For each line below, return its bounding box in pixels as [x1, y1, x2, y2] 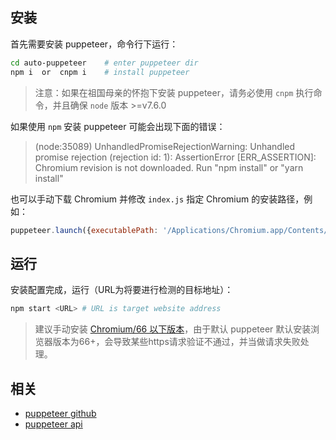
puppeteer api [24, 418, 83, 430]
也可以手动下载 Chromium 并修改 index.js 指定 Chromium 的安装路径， [10, 193, 305, 205]
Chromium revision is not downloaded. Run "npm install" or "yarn [34, 161, 304, 173]
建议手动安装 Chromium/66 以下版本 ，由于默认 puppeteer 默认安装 [34, 323, 312, 335]
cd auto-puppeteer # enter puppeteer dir [10, 58, 199, 68]
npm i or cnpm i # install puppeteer [10, 67, 190, 77]
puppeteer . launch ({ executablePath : [10, 225, 159, 235]
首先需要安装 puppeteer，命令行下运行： [10, 38, 179, 50]
